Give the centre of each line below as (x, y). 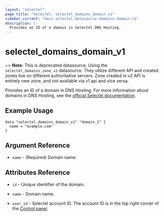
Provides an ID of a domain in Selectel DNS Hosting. (65, 28)
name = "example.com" (31, 126)
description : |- (21, 23)
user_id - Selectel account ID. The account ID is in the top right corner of (85, 203)
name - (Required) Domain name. (44, 157)
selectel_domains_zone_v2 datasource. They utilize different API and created (82, 71)
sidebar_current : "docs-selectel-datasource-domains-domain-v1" (72, 19)
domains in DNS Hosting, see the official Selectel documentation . (71, 96)
